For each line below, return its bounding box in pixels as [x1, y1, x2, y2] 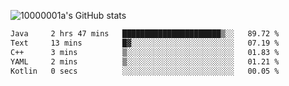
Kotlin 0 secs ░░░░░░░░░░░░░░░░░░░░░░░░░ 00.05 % [10, 66, 280, 76]
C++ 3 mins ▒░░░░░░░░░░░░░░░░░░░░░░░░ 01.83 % [10, 47, 280, 57]
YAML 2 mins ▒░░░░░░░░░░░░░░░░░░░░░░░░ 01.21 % [10, 56, 280, 67]
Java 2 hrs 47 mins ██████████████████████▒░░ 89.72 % [10, 29, 280, 39]
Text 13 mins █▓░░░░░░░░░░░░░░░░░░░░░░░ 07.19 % [10, 38, 280, 48]
